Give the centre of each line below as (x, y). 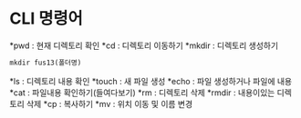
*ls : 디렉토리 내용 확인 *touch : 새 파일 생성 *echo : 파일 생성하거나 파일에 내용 (151, 81)
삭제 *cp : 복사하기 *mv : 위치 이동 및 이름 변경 (109, 103)
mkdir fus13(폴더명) (46, 63)
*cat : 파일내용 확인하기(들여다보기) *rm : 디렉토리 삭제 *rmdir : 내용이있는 (142, 93)
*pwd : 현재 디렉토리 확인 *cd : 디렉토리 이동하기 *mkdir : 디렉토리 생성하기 (144, 45)
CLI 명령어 (47, 19)
